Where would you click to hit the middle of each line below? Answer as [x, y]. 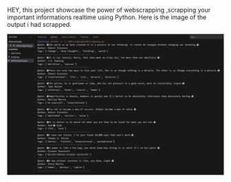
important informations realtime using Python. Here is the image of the [107, 17]
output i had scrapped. [40, 24]
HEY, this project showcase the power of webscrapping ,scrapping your [109, 10]
